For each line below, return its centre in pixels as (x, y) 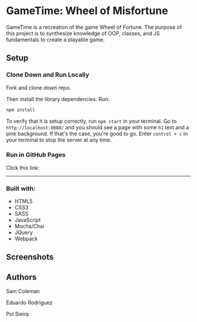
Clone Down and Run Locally (48, 75)
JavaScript (28, 220)
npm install (21, 110)
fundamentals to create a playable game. (55, 39)
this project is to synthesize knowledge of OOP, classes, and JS (83, 33)
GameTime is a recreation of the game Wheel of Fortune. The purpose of (94, 27)
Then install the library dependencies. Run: (58, 99)
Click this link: (23, 167)
